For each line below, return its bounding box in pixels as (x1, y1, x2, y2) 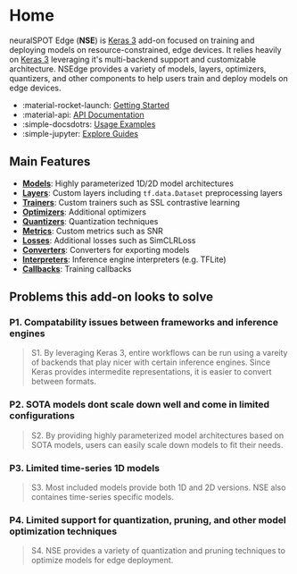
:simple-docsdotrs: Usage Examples (21, 118, 156, 130)
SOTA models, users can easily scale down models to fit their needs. (30, 439, 284, 450)
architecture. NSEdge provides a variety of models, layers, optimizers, (9, 63, 267, 74)
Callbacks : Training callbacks (21, 263, 132, 274)
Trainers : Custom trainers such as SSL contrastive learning (21, 197, 241, 207)
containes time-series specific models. (30, 492, 175, 502)
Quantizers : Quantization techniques (21, 215, 159, 226)
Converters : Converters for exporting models (21, 244, 190, 255)
